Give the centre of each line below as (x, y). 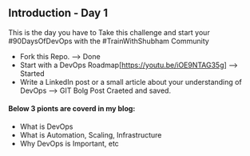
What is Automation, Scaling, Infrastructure (91, 135)
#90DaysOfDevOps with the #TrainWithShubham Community (109, 41)
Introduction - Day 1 (58, 13)
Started (32, 73)
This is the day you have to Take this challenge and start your (109, 32)
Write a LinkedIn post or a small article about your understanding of (131, 82)
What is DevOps (46, 126)
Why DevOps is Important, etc (69, 144)
